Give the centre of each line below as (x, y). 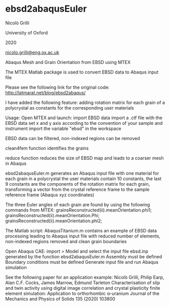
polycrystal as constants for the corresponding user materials (70, 108)
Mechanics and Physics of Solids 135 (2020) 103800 (60, 299)
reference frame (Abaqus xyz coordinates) (50, 195)
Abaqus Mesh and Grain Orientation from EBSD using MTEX (68, 62)
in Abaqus (16, 163)
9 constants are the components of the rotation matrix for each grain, (78, 184)
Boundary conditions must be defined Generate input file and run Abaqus (82, 262)
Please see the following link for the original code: (58, 87)
